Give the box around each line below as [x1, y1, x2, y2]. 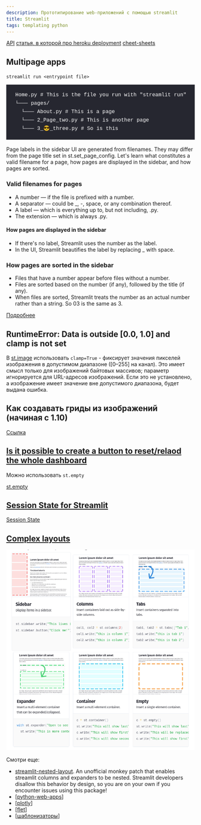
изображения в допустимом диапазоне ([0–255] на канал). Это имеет [6, 361, 185, 368]
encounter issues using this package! [14, 787, 108, 794]
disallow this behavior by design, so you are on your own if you [14, 780, 170, 787]
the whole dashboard [6, 455, 87, 466]
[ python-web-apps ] [14, 793, 64, 800]
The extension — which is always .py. [14, 213, 108, 220]
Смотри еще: [6, 756, 40, 763]
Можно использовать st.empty [6, 471, 85, 479]
